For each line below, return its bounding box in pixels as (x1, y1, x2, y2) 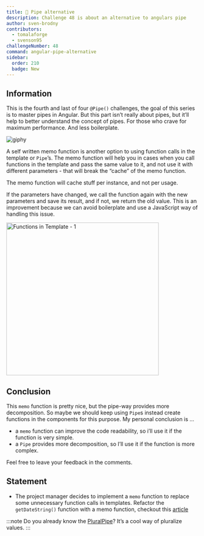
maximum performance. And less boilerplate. (6, 124, 119, 131)
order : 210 (12, 60, 40, 66)
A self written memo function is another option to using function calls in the (6, 148, 195, 155)
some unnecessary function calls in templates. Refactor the (15, 499, 164, 506)
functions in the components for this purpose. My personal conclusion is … (6, 416, 195, 422)
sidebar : (6, 54, 29, 61)
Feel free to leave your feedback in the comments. (6, 459, 133, 466)
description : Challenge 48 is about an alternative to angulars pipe (6, 15, 187, 21)
